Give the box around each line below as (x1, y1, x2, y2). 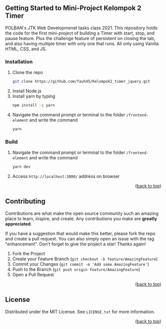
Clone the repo (12, 69, 43, 76)
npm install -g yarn (12, 102, 55, 108)
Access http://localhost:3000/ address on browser (12, 173, 120, 179)
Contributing (5, 197, 46, 206)
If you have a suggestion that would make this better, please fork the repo (5, 230, 156, 236)
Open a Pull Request (12, 272, 55, 278)
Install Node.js (12, 88, 42, 94)
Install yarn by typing (12, 93, 55, 99)
